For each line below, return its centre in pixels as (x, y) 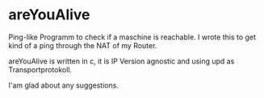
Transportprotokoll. (40, 69)
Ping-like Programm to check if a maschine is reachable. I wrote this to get (132, 37)
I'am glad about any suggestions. (64, 85)
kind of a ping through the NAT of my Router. (83, 45)
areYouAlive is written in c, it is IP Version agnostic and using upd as (122, 61)
